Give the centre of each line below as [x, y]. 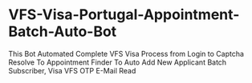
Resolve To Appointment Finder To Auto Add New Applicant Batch [118, 62]
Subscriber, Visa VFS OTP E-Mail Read [72, 70]
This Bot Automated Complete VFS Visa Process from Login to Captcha [126, 53]
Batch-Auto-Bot [63, 32]
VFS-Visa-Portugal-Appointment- [124, 15]
